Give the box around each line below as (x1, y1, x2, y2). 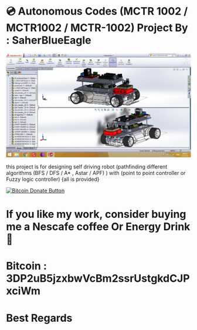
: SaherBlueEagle (6, 33, 91, 47)
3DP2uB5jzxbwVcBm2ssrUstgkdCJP (6, 272, 190, 285)
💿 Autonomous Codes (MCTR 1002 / (6, 5, 188, 18)
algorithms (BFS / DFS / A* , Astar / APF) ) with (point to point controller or (6, 169, 186, 176)
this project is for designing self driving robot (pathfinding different (6, 163, 168, 170)
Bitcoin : (6, 260, 47, 273)
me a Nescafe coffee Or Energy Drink (6, 220, 191, 234)
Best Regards (6, 311, 73, 325)
